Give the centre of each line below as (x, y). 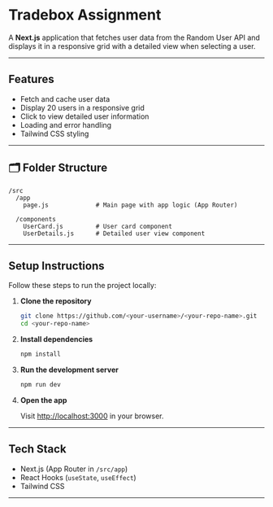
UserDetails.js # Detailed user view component (114, 234)
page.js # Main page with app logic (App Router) (130, 205)
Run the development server (69, 369)
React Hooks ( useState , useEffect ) (78, 477)
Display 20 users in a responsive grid (82, 107)
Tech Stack (37, 449)
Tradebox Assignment (85, 15)
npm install (40, 354)
